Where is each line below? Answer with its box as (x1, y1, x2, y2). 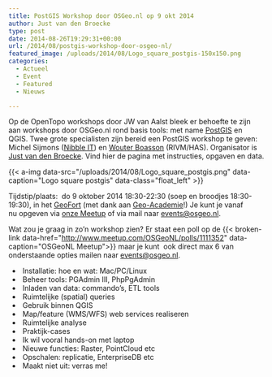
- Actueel (15, 65, 49, 73)
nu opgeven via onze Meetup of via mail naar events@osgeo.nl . (8, 209, 222, 219)
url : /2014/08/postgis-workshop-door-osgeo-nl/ (8, 42, 173, 50)
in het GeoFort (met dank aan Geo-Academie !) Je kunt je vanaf (32, 200, 244, 210)
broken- (235, 224, 262, 234)
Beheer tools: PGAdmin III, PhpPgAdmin (22, 275, 156, 284)
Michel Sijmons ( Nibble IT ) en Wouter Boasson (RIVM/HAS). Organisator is (8, 143, 257, 153)
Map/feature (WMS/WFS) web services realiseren (22, 310, 189, 319)
